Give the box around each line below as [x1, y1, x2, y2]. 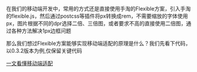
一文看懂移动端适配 [6, 60, 53, 67]
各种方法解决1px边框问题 [11, 27, 72, 34]
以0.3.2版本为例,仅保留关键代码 [6, 47, 83, 54]
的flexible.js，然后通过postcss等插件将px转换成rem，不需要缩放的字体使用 [6, 12, 188, 19]
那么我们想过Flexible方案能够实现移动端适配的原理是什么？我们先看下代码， [6, 40, 191, 47]
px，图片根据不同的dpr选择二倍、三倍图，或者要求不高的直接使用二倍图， [6, 20, 186, 27]
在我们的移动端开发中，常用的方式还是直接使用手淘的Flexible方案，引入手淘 [6, 5, 191, 12]
